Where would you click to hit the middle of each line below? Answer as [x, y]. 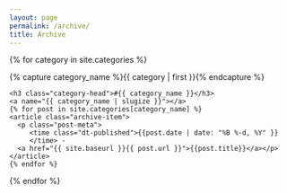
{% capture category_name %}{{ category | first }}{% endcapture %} [137, 77]
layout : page [34, 18]
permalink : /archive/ [50, 26]
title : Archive [38, 34]
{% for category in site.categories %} [78, 60]
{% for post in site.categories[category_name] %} [106, 110]
